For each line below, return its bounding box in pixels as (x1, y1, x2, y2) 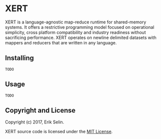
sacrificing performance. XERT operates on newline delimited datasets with (5, 35, 157, 40)
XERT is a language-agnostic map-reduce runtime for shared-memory (5, 19, 146, 25)
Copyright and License (5, 106, 76, 115)
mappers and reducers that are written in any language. (5, 40, 117, 45)
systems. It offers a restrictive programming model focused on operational (5, 24, 155, 30)
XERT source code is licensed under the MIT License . (5, 129, 113, 135)
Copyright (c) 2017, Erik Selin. (5, 119, 64, 125)
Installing (5, 54, 34, 62)
